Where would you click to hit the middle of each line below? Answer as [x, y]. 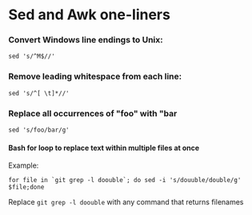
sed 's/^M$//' [32, 57]
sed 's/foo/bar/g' [39, 130]
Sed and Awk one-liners [89, 15]
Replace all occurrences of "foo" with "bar [93, 113]
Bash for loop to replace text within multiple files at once [104, 148]
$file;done [26, 187]
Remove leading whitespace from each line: [95, 76]
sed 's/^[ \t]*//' [39, 93]
